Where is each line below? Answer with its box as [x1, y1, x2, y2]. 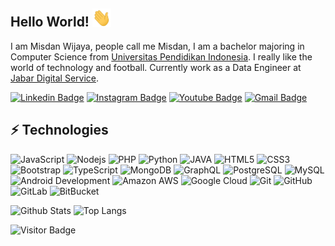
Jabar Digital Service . [10, 72, 100, 84]
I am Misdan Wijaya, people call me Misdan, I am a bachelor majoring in [10, 40, 305, 52]
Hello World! [10, 14, 90, 31]
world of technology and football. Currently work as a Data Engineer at [10, 61, 302, 73]
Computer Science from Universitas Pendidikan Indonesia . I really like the [10, 50, 313, 63]
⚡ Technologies [10, 122, 109, 139]
